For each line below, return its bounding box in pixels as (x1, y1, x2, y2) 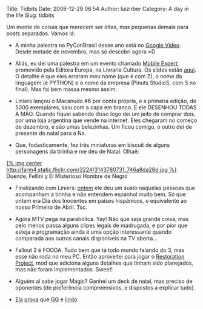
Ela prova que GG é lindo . (15, 296, 79, 303)
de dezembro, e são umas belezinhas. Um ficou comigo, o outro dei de (15, 123, 192, 130)
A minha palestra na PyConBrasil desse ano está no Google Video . (15, 42, 181, 49)
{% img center (6, 160, 42, 166)
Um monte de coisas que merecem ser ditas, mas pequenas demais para (6, 24, 189, 30)
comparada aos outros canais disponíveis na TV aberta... (15, 235, 158, 242)
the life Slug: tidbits (6, 12, 55, 19)
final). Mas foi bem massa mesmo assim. (15, 86, 117, 93)
